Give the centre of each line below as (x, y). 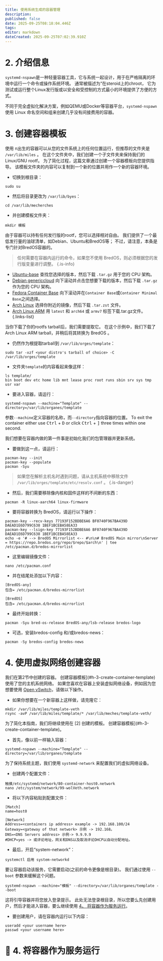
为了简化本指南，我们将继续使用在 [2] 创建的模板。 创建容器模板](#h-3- (77, 723)
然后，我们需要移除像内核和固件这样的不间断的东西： (66, 493)
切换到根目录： (27, 177)
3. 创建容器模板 (36, 134)
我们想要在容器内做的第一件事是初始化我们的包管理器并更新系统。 (71, 438)
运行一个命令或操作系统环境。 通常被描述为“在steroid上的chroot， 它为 (85, 83)
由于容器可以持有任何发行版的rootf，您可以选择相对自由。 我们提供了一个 (79, 235)
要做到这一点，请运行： (36, 449)
